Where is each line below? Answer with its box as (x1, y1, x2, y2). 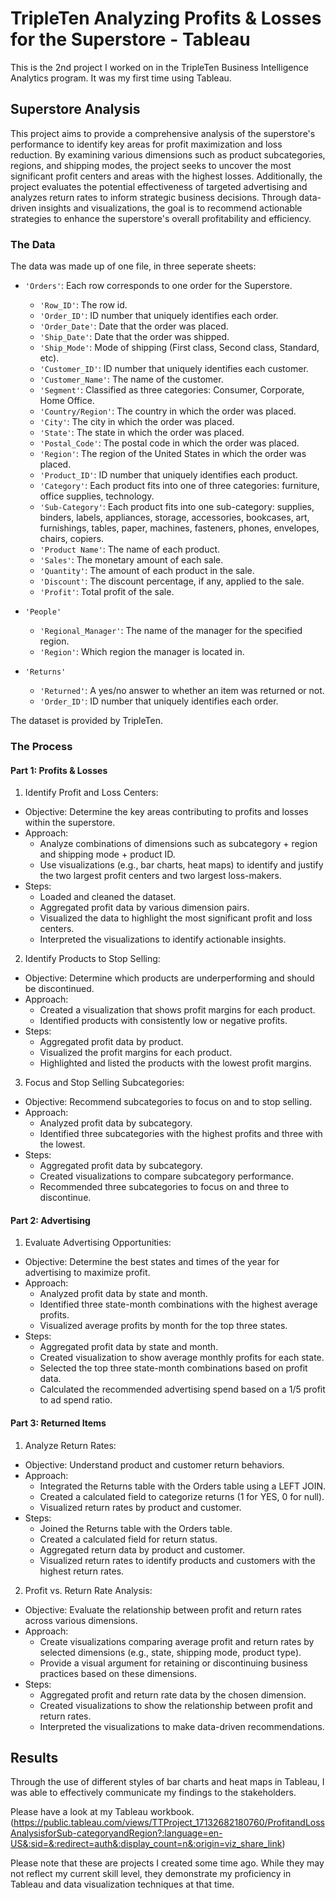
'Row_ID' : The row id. (39, 299, 128, 311)
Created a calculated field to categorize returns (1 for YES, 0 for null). (39, 1490, 325, 1502)
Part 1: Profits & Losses (10, 764, 108, 776)
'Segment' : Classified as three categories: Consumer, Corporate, (39, 384, 305, 396)
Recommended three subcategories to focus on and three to (39, 1181, 290, 1193)
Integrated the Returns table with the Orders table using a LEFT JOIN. (39, 1480, 327, 1492)
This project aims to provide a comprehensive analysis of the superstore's (10, 127, 316, 139)
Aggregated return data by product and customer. (39, 1543, 246, 1556)
